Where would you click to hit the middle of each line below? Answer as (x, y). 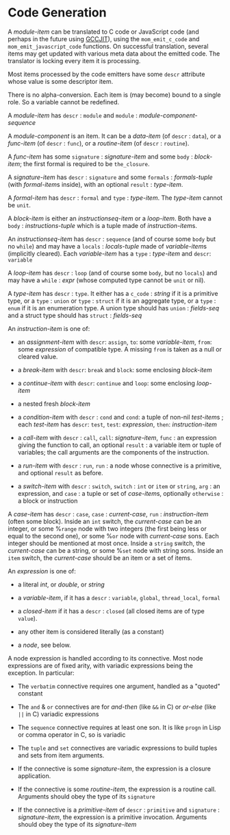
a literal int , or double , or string (61, 584)
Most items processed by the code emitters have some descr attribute (106, 74)
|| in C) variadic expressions (58, 714)
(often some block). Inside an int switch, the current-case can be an (104, 521)
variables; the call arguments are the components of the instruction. (113, 452)
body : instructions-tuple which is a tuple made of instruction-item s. (103, 225)
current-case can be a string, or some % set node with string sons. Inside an (115, 550)
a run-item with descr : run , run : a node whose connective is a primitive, (119, 466)
